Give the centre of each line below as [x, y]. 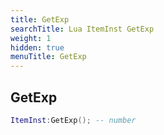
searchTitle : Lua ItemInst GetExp [82, 29]
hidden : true [37, 47]
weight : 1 [31, 38]
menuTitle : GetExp [48, 57]
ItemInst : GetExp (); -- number [73, 120]
